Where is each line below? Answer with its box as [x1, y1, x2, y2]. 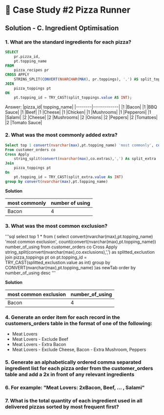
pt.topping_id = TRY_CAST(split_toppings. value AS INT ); [14, 95, 132, 100]
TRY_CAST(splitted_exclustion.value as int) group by [5, 259, 111, 265]
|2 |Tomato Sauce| [5, 119, 42, 125]
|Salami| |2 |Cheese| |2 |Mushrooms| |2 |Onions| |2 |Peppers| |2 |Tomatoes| [5, 114, 158, 120]
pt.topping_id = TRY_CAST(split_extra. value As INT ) [14, 175, 123, 179]
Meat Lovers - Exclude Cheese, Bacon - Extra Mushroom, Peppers [12, 347, 146, 352]
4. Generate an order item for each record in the [5, 314, 121, 321]
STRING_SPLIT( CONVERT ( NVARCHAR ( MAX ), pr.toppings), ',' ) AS [14, 77, 139, 82]
